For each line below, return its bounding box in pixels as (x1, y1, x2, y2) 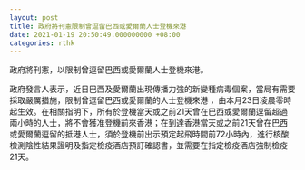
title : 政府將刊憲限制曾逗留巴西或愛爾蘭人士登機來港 (9, 22, 187, 31)
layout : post (9, 13, 59, 23)
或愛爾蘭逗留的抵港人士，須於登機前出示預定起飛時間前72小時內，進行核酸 (9, 128, 290, 140)
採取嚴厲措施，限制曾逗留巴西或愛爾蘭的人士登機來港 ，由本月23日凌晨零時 (9, 95, 292, 106)
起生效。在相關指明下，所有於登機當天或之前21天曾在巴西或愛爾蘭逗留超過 (9, 106, 289, 118)
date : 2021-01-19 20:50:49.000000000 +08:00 (9, 30, 181, 39)
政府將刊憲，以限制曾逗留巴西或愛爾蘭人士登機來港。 (9, 64, 209, 75)
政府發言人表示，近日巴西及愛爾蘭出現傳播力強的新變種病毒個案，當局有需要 (9, 83, 296, 95)
